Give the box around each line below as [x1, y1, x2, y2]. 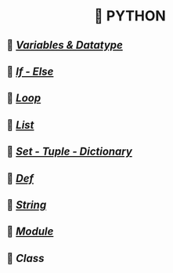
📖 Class [6, 251, 45, 265]
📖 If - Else [6, 64, 54, 78]
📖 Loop [6, 92, 41, 105]
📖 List [6, 118, 34, 132]
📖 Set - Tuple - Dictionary [6, 145, 133, 158]
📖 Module [6, 225, 54, 238]
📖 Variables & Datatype [6, 38, 124, 52]
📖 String [6, 198, 47, 211]
